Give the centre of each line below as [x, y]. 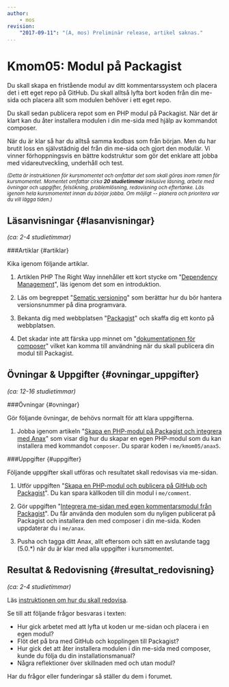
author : [18, 13]
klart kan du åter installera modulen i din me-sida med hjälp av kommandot [112, 121]
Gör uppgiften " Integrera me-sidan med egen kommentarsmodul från [114, 506]
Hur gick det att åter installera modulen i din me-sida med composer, [114, 648]
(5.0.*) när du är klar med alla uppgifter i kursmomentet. [95, 549]
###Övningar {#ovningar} [43, 405]
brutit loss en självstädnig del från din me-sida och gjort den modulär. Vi [109, 149]
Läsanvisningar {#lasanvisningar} [81, 220]
